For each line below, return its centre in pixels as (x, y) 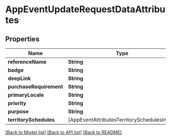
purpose (18, 111)
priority (17, 103)
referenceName (27, 62)
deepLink (19, 78)
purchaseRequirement (36, 87)
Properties (22, 39)
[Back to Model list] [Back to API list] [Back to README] (64, 132)
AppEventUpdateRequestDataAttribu (85, 9)
